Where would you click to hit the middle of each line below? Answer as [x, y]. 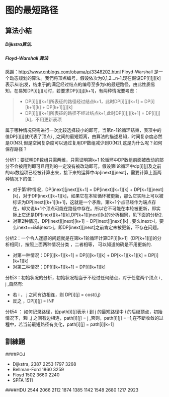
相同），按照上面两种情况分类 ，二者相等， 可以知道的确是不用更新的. [81, 244]
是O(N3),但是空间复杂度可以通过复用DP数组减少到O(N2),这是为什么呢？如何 [84, 142]
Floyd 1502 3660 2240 [36, 375]
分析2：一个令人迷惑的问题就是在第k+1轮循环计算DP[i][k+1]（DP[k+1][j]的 [81, 238]
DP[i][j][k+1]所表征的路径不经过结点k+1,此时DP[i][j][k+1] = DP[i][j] [93, 113]
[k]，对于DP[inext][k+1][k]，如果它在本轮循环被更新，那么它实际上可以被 [88, 195]
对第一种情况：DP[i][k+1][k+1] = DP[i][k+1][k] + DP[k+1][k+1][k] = [80, 255]
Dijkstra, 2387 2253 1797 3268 [44, 364]
